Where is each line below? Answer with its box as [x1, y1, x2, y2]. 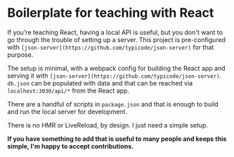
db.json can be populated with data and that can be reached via [7, 78, 193, 87]
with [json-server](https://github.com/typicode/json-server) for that [7, 43, 214, 51]
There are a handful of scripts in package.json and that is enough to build [7, 100, 219, 108]
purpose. [7, 50, 34, 59]
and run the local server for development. [7, 107, 128, 116]
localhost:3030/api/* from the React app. [7, 86, 130, 95]
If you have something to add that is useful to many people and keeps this [7, 135, 227, 143]
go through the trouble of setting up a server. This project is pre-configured [7, 35, 226, 43]
